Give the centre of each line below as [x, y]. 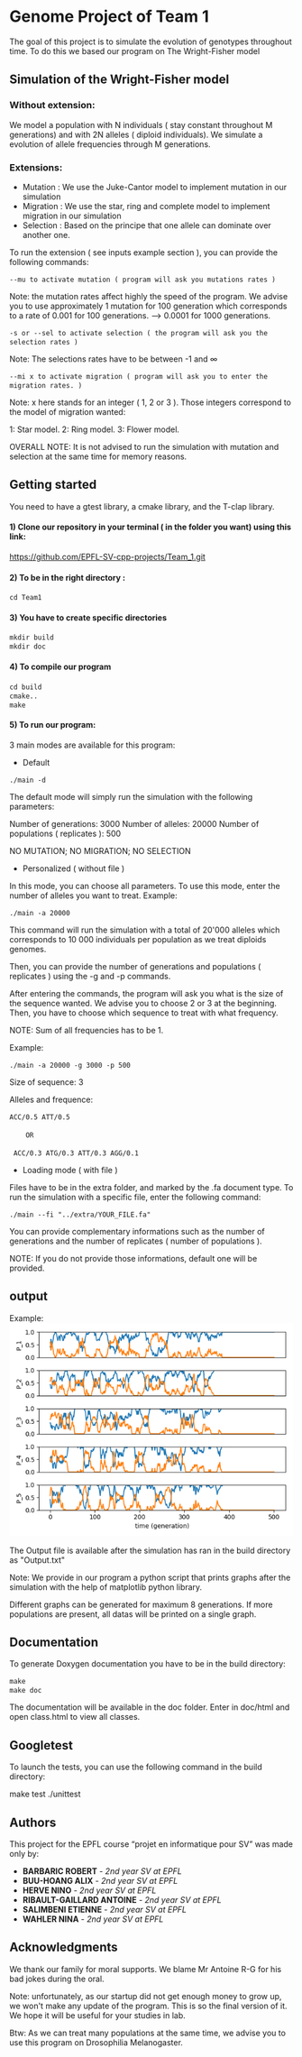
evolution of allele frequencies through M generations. [110, 144]
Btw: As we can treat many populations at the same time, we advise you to [148, 2033]
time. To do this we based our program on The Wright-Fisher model [135, 51]
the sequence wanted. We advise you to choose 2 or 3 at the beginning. [143, 1003]
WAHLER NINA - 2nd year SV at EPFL [93, 1919]
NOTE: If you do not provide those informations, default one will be [133, 1258]
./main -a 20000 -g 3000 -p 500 [70, 1065]
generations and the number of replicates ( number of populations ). [136, 1241]
